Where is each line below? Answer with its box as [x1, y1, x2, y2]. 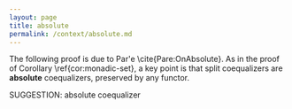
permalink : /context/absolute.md [9, 29, 133, 38]
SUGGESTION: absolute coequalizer [9, 90, 142, 100]
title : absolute [9, 21, 69, 30]
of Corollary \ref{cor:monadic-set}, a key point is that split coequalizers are [9, 63, 283, 74]
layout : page [9, 12, 58, 22]
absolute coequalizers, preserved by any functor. [9, 73, 190, 83]
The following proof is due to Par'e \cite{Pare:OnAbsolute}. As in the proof [9, 54, 280, 65]
